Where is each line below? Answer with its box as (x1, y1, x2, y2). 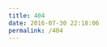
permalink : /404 (8, 26, 63, 34)
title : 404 (8, 11, 45, 20)
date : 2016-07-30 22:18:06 (8, 19, 100, 27)
